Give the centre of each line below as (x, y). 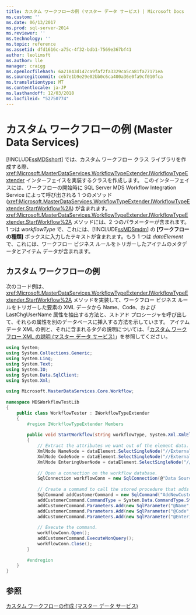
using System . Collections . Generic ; (49, 353)
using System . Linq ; (30, 359)
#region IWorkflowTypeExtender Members (76, 424)
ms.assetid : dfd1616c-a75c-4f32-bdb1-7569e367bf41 (69, 50)
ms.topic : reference (31, 45)
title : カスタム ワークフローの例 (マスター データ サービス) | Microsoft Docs (95, 11)
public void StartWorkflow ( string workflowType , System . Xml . (103, 435)
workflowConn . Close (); (65, 544)
